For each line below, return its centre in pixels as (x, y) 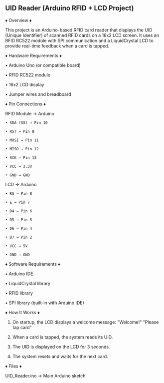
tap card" (22, 327)
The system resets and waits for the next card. (60, 356)
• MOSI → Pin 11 (22, 140)
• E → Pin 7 (17, 202)
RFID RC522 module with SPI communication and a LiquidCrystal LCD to (79, 40)
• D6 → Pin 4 (19, 228)
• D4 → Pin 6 (19, 211)
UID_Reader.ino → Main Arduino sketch (45, 376)
